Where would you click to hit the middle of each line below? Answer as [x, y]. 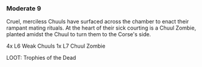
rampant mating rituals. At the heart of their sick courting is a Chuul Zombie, [101, 28]
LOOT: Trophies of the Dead [41, 58]
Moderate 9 [24, 8]
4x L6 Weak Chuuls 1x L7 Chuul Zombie [56, 46]
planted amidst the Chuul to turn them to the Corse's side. [79, 34]
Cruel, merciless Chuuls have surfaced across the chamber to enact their [98, 22]
